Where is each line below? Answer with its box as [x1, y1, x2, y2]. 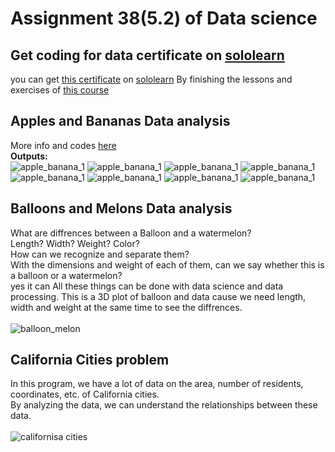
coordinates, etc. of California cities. [10, 388, 160, 401]
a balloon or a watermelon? [10, 269, 123, 281]
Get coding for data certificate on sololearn [10, 47, 285, 64]
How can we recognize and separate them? [10, 248, 190, 260]
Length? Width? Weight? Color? [10, 237, 140, 249]
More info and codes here [10, 139, 117, 151]
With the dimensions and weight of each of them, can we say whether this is [10, 258, 325, 271]
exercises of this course [10, 84, 110, 96]
